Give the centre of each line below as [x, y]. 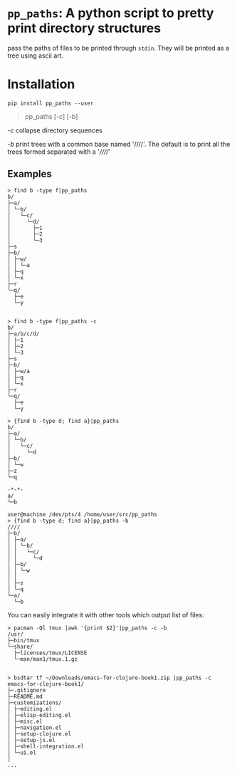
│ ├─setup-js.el [31, 740]
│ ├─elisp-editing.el [39, 715]
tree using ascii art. [36, 56]
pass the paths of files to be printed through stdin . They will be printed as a [118, 48]
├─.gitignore [27, 690]
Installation [41, 84]
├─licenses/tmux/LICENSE [51, 653]
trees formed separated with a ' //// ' [59, 152]
